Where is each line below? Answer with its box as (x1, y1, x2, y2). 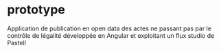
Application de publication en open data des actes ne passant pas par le (7, 24, 211, 32)
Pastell (7, 38, 26, 47)
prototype (7, 2, 65, 18)
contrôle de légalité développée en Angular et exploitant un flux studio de (7, 31, 215, 39)
